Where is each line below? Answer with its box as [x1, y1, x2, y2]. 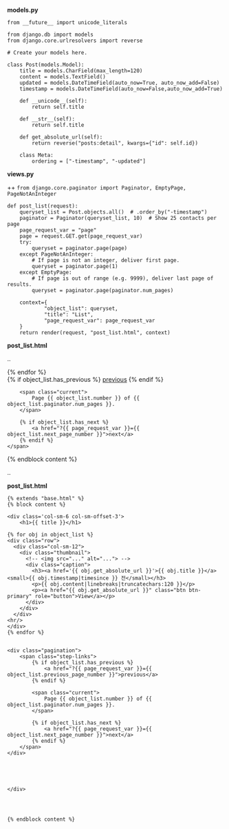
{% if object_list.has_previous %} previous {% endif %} [7, 376, 164, 383]
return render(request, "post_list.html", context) [19, 329, 171, 336]
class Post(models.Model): [7, 61, 85, 68]
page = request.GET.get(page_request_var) [19, 233, 143, 240]
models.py [7, 6, 39, 14]
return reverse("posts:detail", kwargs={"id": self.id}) [32, 140, 198, 147]
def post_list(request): [7, 203, 78, 209]
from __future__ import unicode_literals [7, 19, 128, 26]
